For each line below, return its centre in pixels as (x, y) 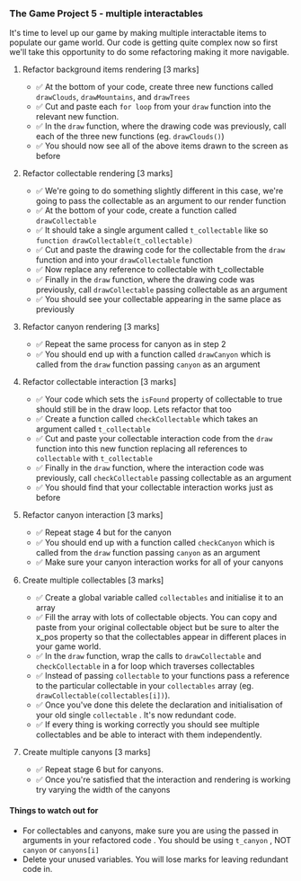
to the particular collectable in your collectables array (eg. (145, 686)
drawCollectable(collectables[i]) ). (103, 696)
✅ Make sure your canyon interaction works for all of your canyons (159, 562)
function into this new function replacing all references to (142, 449)
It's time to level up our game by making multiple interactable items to (138, 33)
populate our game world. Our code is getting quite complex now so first (144, 42)
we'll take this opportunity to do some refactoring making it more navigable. (150, 52)
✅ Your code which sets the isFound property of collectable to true (159, 399)
